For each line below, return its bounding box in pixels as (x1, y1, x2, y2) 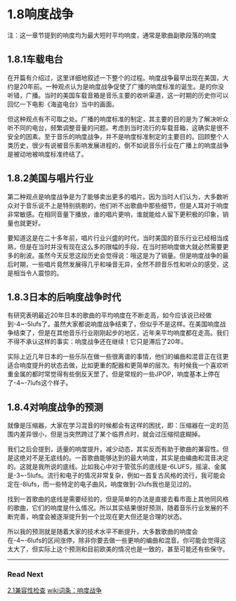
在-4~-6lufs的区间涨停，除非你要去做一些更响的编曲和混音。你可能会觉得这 (7, 536, 226, 545)
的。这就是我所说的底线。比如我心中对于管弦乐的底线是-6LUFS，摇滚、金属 (7, 463, 227, 471)
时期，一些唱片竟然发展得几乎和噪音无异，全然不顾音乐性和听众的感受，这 (13, 260, 229, 268)
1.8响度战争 (7, 6, 74, 22)
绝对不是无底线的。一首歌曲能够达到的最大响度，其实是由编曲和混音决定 (19, 454, 229, 462)
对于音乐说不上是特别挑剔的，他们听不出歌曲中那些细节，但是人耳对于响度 (13, 201, 229, 209)
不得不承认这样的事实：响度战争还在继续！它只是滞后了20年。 (7, 338, 188, 346)
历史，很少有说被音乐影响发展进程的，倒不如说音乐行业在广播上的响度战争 (13, 141, 229, 150)
